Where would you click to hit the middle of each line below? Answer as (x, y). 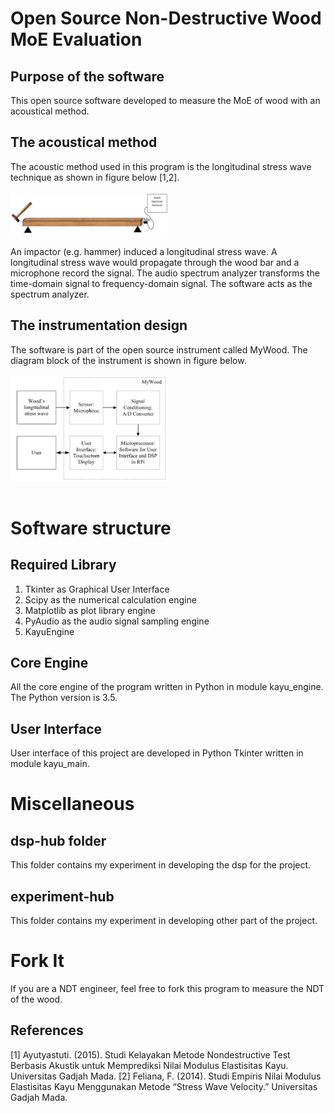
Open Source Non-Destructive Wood (166, 18)
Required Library (63, 565)
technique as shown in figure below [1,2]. (95, 177)
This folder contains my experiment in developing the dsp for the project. (161, 865)
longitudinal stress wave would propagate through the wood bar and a (155, 263)
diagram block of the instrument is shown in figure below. (128, 360)
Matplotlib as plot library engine (90, 610)
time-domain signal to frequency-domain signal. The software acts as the (161, 284)
